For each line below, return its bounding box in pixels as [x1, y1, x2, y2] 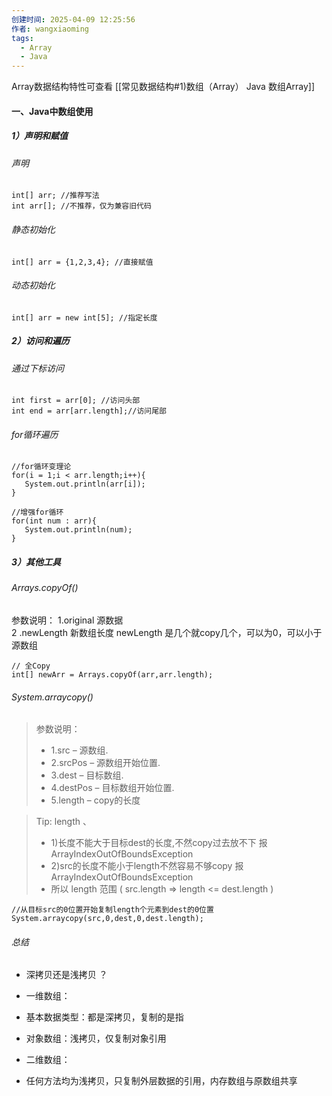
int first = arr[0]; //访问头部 [11, 396, 141, 406]
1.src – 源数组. [50, 744, 109, 756]
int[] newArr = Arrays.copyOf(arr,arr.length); [11, 670, 214, 680]
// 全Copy [11, 661, 51, 671]
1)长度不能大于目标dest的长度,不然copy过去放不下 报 [50, 837, 268, 849]
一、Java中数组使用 [11, 105, 94, 117]
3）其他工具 [11, 556, 62, 568]
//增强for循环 [11, 507, 64, 518]
